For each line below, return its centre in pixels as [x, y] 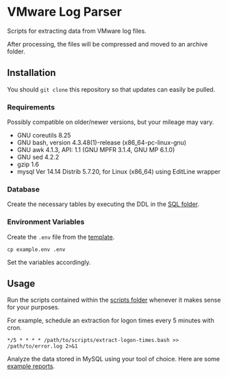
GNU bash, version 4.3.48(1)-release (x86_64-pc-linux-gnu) [102, 143]
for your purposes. [34, 307]
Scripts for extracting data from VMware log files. [77, 31]
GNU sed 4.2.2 [38, 157]
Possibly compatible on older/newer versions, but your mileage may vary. [111, 122]
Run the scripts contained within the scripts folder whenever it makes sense [114, 300]
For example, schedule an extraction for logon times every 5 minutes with [111, 321]
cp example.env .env [37, 249]
